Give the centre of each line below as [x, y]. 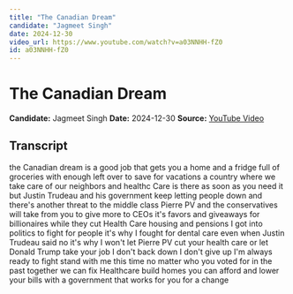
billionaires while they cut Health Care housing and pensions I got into [136, 223]
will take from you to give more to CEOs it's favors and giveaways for [135, 214]
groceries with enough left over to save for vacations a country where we [143, 177]
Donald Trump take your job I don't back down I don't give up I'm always [141, 252]
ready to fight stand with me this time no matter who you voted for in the [141, 260]
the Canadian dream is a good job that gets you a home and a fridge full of [145, 167]
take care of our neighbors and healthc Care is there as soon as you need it [146, 185]
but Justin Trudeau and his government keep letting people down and [136, 195]
